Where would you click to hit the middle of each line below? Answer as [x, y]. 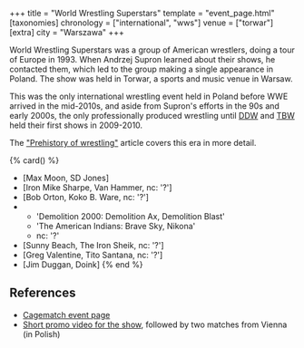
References [43, 293]
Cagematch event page [66, 314]
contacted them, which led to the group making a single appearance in [142, 69]
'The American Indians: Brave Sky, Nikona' [116, 226]
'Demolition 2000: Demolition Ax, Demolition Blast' [130, 216]
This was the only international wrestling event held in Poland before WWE [149, 96]
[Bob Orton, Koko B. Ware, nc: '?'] [86, 197]
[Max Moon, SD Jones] [66, 178]
